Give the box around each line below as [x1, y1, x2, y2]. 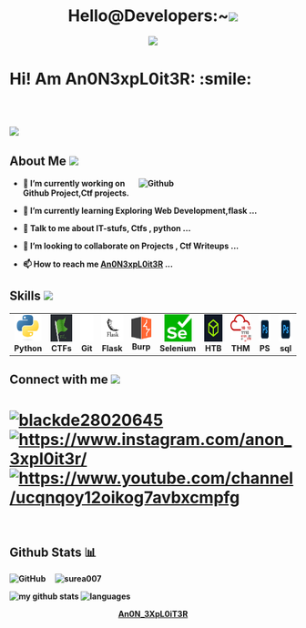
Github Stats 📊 [9, 544, 97, 560]
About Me [9, 154, 66, 169]
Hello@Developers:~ [67, 5, 229, 26]
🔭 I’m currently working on [22, 177, 126, 188]
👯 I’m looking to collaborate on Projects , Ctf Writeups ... [22, 240, 240, 251]
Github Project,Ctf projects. [22, 187, 130, 198]
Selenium [158, 343, 197, 354]
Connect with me [9, 372, 109, 388]
